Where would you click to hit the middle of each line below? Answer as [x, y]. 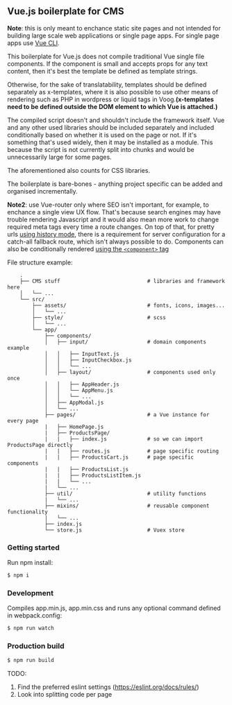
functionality [28, 512]
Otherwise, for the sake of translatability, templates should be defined [107, 84]
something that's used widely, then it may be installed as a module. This [110, 142]
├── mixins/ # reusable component [127, 506]
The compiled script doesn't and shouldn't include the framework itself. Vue [116, 120]
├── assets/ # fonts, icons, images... [129, 305]
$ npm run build [31, 661]
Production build [36, 646]
